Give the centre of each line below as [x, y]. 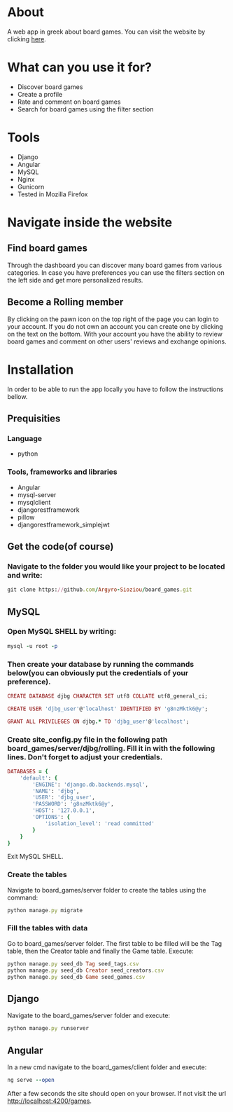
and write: [25, 575]
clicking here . [27, 39]
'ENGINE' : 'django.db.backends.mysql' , [91, 785]
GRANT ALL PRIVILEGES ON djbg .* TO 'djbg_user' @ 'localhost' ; [98, 721]
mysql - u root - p [33, 646]
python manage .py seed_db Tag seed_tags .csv [73, 964]
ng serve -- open [31, 1080]
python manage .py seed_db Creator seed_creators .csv [86, 970]
